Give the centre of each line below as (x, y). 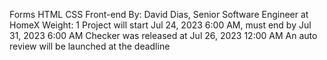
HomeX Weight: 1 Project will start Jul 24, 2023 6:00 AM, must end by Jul (160, 25)
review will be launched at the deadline (90, 46)
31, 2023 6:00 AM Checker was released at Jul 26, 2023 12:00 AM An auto (163, 35)
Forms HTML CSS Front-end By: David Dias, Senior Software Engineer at (159, 14)
